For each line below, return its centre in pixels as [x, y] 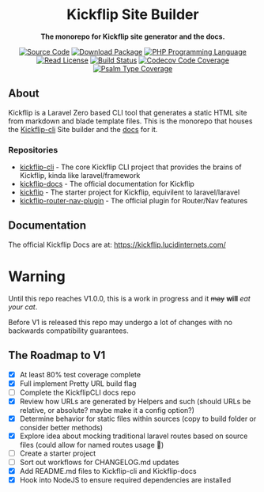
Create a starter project [58, 453]
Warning [37, 276]
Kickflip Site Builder [133, 15]
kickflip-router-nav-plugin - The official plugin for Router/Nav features [134, 201]
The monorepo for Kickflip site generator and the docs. [133, 36]
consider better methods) [61, 427]
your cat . [23, 307]
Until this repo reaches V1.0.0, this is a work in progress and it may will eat [129, 298]
